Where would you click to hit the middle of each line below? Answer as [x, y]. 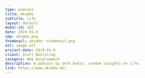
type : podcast [20, 9]
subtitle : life [21, 18]
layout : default [21, 23]
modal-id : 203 [20, 28]
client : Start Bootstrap [30, 55]
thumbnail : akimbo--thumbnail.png [40, 41]
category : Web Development [32, 59]
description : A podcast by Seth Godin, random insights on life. [73, 63]
